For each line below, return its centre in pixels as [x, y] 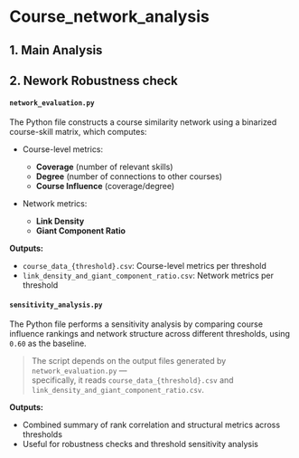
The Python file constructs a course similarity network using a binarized [143, 122]
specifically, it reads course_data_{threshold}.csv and [132, 380]
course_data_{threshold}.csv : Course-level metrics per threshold [144, 266]
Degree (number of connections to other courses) [129, 177]
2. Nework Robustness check [94, 80]
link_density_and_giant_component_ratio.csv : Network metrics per [148, 276]
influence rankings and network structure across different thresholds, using [150, 334]
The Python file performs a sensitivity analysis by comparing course [136, 324]
